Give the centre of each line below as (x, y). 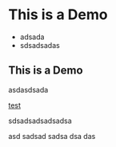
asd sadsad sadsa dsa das (52, 136)
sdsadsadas (40, 45)
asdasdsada (28, 89)
